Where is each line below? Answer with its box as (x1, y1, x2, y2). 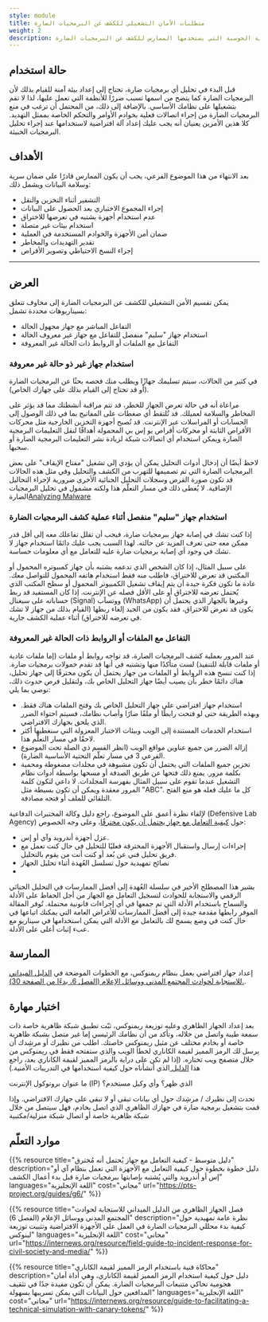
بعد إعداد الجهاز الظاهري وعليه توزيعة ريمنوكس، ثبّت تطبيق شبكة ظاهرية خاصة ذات (9, 1021, 254, 1031)
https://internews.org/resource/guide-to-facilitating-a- (70, 1296, 250, 1306)
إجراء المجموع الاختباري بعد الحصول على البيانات (20, 203, 164, 213)
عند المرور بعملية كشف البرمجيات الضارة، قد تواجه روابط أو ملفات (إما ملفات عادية (9, 651, 255, 660)
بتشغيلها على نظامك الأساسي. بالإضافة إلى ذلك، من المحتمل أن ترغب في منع (9, 101, 237, 111)
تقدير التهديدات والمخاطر (20, 237, 95, 247)
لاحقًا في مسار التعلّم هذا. (20, 733, 95, 743)
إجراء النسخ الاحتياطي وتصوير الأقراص (20, 245, 134, 255)
